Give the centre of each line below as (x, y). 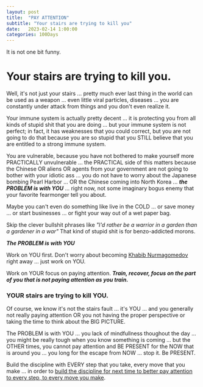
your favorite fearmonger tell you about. (56, 195)
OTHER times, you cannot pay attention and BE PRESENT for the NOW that (100, 346)
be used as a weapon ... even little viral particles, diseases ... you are (93, 100)
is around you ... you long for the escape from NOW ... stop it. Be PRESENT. (101, 353)
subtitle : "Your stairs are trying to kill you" (69, 23)
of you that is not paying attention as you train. (67, 280)
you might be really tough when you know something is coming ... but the (98, 340)
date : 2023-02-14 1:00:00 (42, 29)
